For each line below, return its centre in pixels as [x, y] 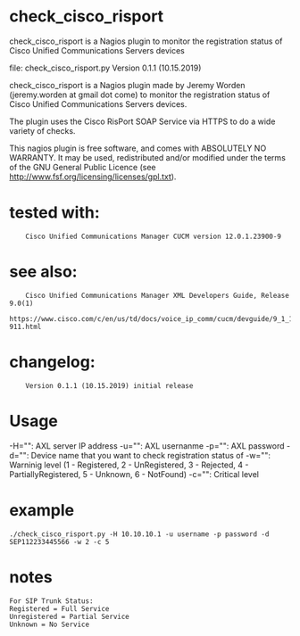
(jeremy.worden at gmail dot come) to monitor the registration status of [140, 95]
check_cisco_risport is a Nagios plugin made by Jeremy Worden [127, 85]
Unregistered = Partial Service [69, 616]
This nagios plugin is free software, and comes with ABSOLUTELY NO [138, 148]
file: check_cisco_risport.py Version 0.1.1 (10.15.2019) [105, 68]
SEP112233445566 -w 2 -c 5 [59, 541]
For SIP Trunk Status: [51, 601]
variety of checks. [42, 130]
